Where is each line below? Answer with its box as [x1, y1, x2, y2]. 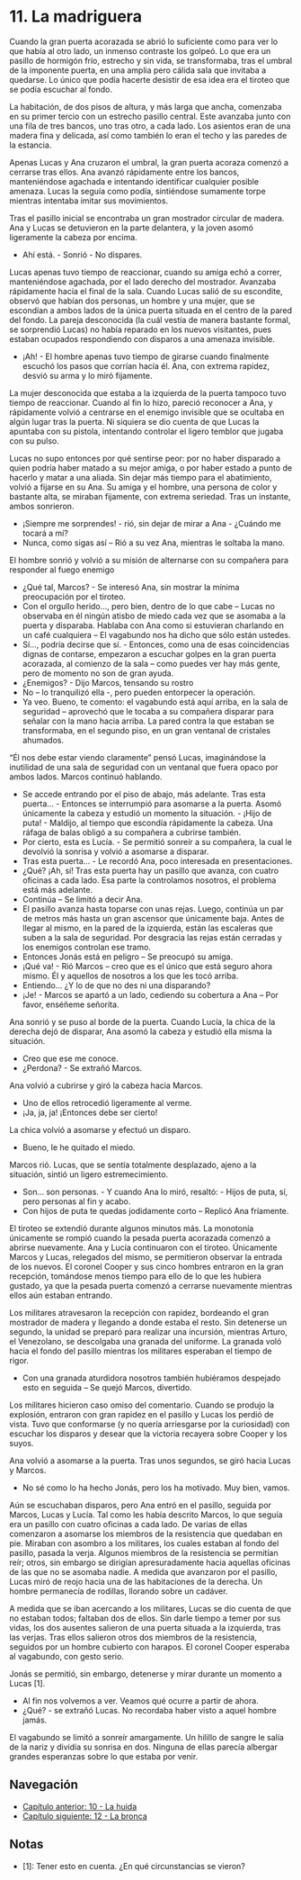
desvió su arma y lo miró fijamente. [22, 370, 153, 381]
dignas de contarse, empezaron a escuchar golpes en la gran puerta [22, 648, 277, 659]
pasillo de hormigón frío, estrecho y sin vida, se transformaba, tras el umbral [9, 55, 293, 66]
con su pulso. [9, 435, 60, 446]
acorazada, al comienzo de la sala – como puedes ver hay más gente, [22, 658, 280, 669]
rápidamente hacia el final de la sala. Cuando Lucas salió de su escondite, [9, 285, 283, 296]
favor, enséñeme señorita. [22, 999, 120, 1010]
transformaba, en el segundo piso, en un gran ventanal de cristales [22, 724, 271, 735]
